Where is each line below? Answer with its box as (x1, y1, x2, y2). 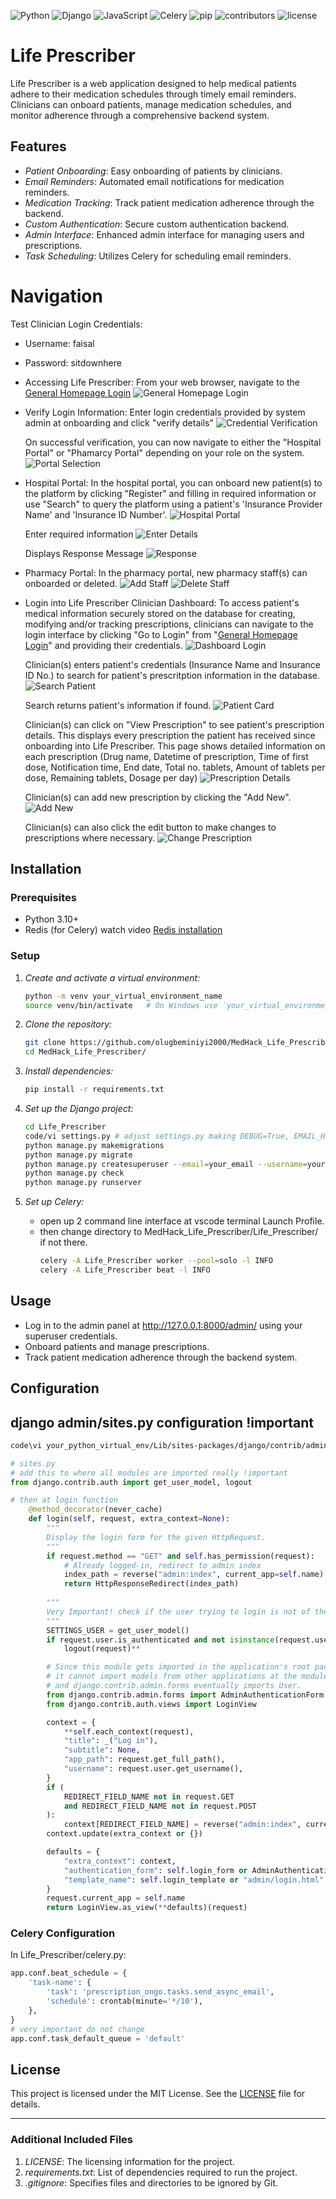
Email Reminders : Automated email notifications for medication (24, 175, 285, 187)
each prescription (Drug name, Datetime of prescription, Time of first (24, 750, 309, 762)
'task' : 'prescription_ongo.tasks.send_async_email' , (46, 1987, 275, 1997)
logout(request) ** (63, 1644, 141, 1654)
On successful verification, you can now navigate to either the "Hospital (24, 436, 322, 448)
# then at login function (10, 1495, 118, 1505)
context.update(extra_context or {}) (46, 1829, 203, 1839)
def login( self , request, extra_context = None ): (28, 1514, 230, 1524)
